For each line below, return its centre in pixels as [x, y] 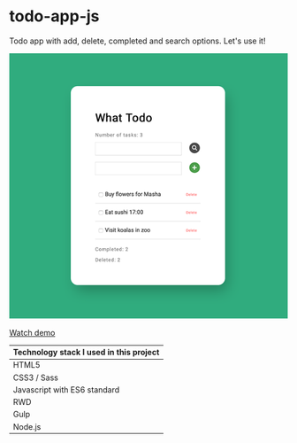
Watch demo [32, 332]
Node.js [27, 426]
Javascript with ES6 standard [66, 389]
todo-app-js [54, 16]
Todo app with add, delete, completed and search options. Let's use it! [137, 41]
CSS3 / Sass [36, 377]
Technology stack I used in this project [86, 353]
